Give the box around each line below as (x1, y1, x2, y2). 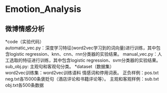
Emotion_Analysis (5, 3, 81, 15)
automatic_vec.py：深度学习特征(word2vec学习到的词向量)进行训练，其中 (5, 45, 157, 51)
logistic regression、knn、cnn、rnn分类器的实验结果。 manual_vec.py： (9, 51, 158, 57)
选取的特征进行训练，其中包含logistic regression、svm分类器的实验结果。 (9, 57, 161, 63)
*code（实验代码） (5, 39, 44, 44)
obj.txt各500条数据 (5, 82, 44, 88)
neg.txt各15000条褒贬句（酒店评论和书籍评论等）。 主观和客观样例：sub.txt (5, 76, 159, 82)
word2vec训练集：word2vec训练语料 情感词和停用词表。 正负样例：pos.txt (5, 70, 159, 76)
